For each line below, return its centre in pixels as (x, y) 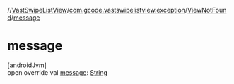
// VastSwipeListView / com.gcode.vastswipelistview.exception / (98, 10)
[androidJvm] (27, 65)
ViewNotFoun (207, 10)
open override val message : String (58, 72)
